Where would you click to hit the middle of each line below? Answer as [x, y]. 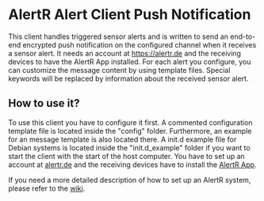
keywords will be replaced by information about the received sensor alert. [128, 78]
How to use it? [44, 103]
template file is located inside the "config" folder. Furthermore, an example [130, 131]
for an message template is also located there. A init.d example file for [122, 139]
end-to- [243, 36]
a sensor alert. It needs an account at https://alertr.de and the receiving [125, 53]
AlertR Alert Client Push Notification [130, 15]
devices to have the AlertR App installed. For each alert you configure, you [130, 62]
